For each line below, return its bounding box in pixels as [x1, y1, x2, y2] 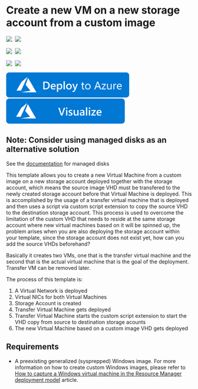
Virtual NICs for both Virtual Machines [14, 293, 107, 301]
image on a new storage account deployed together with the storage [6, 177, 173, 184]
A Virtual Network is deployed [14, 287, 88, 294]
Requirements [6, 342, 59, 352]
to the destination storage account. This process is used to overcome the [6, 209, 184, 216]
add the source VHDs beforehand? [6, 240, 90, 248]
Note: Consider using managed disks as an [6, 135, 167, 145]
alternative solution [6, 144, 80, 154]
